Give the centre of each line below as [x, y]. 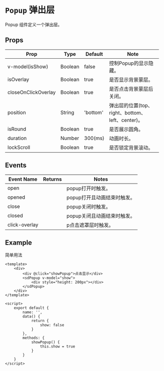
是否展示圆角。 [126, 129]
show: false [52, 325]
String [67, 112]
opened [16, 197]
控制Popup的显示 [129, 63]
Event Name [23, 179]
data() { [31, 317]
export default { [31, 308]
